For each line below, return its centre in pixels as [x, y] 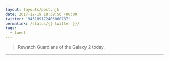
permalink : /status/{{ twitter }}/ [43, 24]
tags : [11, 28]
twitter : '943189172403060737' [38, 19]
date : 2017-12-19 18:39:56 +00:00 [41, 14]
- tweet [18, 33]
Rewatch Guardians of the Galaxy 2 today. [61, 47]
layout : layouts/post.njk [32, 10]
